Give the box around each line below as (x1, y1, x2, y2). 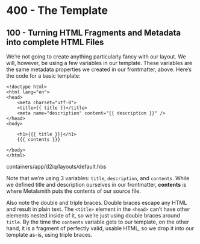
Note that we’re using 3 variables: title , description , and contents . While (6, 175, 190, 181)
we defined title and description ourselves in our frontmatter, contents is (6, 181, 187, 188)
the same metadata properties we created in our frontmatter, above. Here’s (6, 66, 192, 73)
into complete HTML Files (6, 37, 104, 47)
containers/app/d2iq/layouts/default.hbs (6, 163, 107, 170)
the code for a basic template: (6, 72, 81, 79)
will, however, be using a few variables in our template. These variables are (6, 60, 193, 66)
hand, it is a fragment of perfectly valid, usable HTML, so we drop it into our (6, 225, 195, 232)
